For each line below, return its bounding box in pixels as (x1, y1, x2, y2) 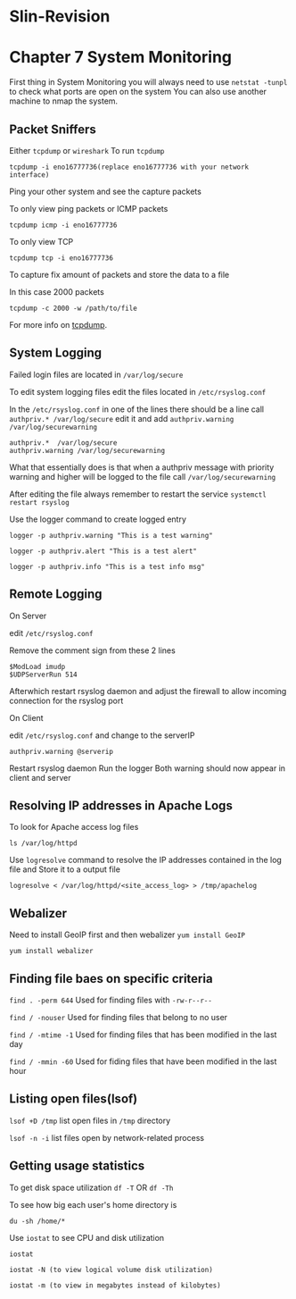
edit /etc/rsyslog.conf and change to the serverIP (9, 730, 195, 741)
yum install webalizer (9, 947, 94, 956)
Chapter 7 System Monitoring (9, 47, 233, 68)
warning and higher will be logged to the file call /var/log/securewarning (9, 471, 276, 482)
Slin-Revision (9, 6, 111, 27)
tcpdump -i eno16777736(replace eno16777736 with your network (9, 163, 250, 172)
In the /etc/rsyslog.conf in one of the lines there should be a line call (9, 404, 265, 415)
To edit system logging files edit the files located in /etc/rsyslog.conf (9, 386, 267, 397)
